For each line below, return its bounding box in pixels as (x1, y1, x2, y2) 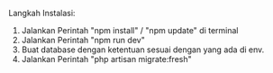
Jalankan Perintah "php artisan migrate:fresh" (21, 54, 192, 64)
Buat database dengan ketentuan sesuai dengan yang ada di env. (21, 44, 265, 55)
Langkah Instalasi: (8, 8, 76, 18)
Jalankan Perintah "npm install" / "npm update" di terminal (21, 25, 239, 35)
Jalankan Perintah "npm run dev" (21, 35, 145, 45)
